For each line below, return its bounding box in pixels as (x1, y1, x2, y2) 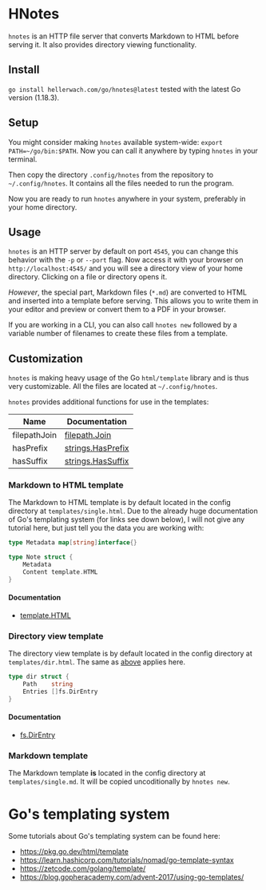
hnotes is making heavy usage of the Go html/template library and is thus (8, 373, 249, 383)
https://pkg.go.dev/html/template (19, 847, 129, 856)
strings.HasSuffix (64, 455, 129, 467)
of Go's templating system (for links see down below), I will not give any (8, 515, 245, 524)
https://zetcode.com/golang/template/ (19, 864, 146, 873)
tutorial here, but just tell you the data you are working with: (8, 523, 204, 533)
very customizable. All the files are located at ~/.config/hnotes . (8, 382, 218, 391)
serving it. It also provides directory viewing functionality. (8, 39, 197, 49)
